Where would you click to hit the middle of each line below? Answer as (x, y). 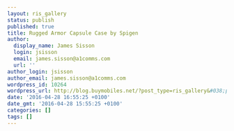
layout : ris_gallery (37, 14)
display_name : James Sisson (54, 46)
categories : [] (29, 110)
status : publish (31, 20)
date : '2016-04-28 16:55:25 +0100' (59, 98)
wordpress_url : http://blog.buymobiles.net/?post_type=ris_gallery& (109, 91)
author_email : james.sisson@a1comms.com (67, 78)
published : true (31, 26)
